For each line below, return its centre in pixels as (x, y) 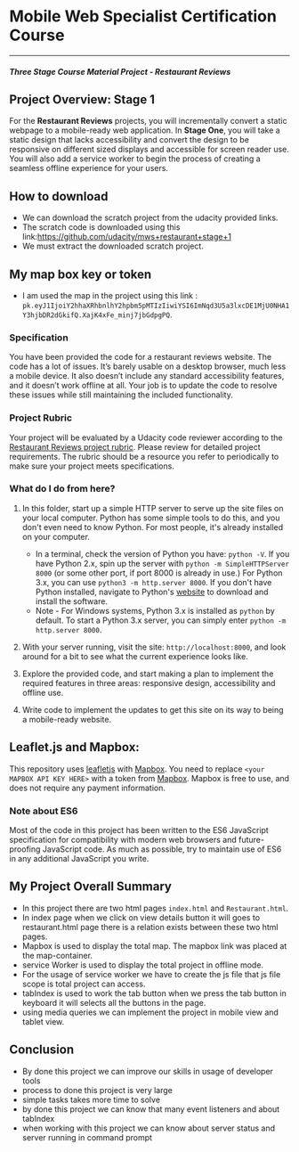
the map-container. (57, 955)
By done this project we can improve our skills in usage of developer (148, 1071)
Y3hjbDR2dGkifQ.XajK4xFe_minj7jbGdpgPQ (96, 315)
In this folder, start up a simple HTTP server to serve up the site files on (153, 508)
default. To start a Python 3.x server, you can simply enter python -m (161, 620)
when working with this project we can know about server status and (149, 1128)
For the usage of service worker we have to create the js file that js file (151, 974)
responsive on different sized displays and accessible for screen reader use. (149, 150)
